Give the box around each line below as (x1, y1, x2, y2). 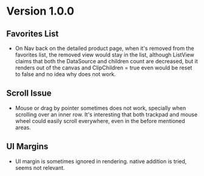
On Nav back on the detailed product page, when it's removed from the (15, 44, 195, 52)
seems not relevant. (15, 164, 65, 171)
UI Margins (6, 141, 49, 152)
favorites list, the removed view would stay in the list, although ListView (15, 51, 195, 58)
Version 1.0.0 (6, 4, 74, 18)
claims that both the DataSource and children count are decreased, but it (15, 58, 198, 65)
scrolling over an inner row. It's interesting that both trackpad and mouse (15, 111, 198, 118)
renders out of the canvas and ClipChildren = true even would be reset (15, 64, 192, 71)
